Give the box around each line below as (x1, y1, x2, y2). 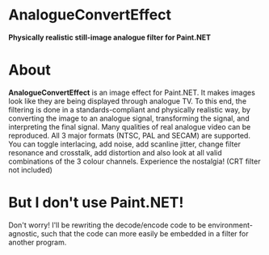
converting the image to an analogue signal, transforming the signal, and (8, 113, 250, 123)
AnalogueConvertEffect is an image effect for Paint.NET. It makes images (8, 87, 256, 97)
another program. (8, 237, 67, 247)
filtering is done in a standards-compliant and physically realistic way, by (8, 104, 250, 114)
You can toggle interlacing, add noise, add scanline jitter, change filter (8, 139, 241, 149)
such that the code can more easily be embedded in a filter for (40, 228, 249, 238)
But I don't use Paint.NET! (8, 193, 184, 212)
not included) (8, 164, 53, 175)
